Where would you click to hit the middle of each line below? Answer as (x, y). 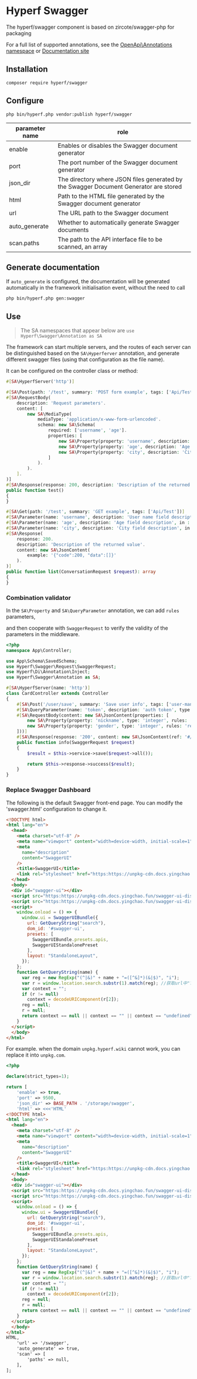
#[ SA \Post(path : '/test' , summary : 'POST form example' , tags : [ (88, 392)
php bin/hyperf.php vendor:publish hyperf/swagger (69, 114)
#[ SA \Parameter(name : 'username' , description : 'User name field (87, 517)
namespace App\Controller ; (39, 650)
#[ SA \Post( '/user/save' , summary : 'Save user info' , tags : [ (93, 704)
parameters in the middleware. (43, 634)
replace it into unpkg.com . (36, 1055)
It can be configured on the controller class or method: (72, 371)
